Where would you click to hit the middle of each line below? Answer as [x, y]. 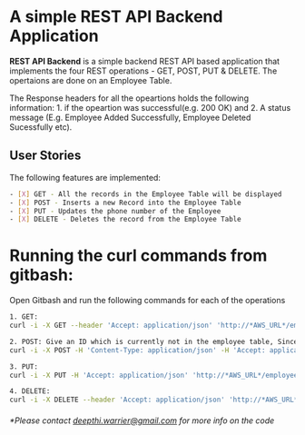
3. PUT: [24, 366]
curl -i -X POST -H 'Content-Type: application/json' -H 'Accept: [138, 350]
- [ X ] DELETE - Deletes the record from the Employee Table [126, 220]
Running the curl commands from [138, 256]
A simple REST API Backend [116, 17]
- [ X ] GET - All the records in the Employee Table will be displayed [146, 194]
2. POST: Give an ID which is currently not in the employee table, [142, 341]
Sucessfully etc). [41, 127]
